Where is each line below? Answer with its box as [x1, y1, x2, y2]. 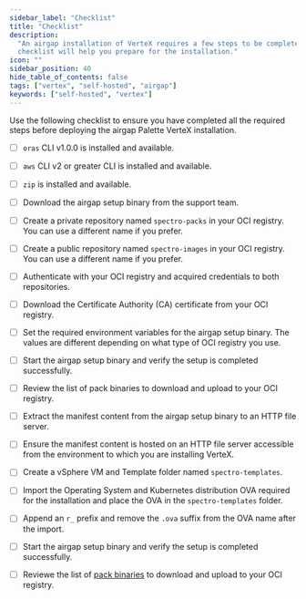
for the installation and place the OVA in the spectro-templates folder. [22, 495, 283, 506]
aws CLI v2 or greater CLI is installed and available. [22, 160, 212, 171]
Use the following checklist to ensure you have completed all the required [9, 115, 285, 126]
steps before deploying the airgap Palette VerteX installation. [9, 124, 237, 135]
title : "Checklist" [9, 22, 84, 31]
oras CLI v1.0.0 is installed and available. [22, 142, 175, 153]
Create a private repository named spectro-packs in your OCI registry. [22, 215, 284, 226]
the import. [22, 523, 65, 534]
